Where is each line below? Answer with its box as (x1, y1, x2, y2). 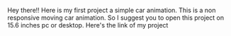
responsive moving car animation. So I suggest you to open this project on (7, 13, 225, 22)
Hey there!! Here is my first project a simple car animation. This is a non (7, 6, 216, 14)
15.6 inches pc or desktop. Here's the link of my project (7, 21, 169, 29)
